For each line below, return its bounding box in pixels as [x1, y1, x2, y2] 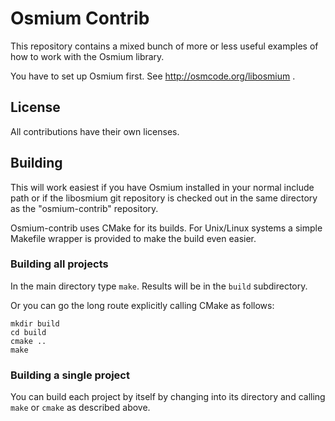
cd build [10, 327, 47, 337]
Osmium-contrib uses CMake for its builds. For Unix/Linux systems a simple [10, 222, 323, 234]
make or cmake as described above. [10, 402, 151, 414]
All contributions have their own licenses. [10, 125, 180, 137]
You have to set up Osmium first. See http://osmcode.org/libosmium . [10, 70, 296, 82]
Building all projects [10, 257, 109, 271]
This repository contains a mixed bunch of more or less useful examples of [10, 40, 319, 52]
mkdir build [10, 318, 60, 329]
